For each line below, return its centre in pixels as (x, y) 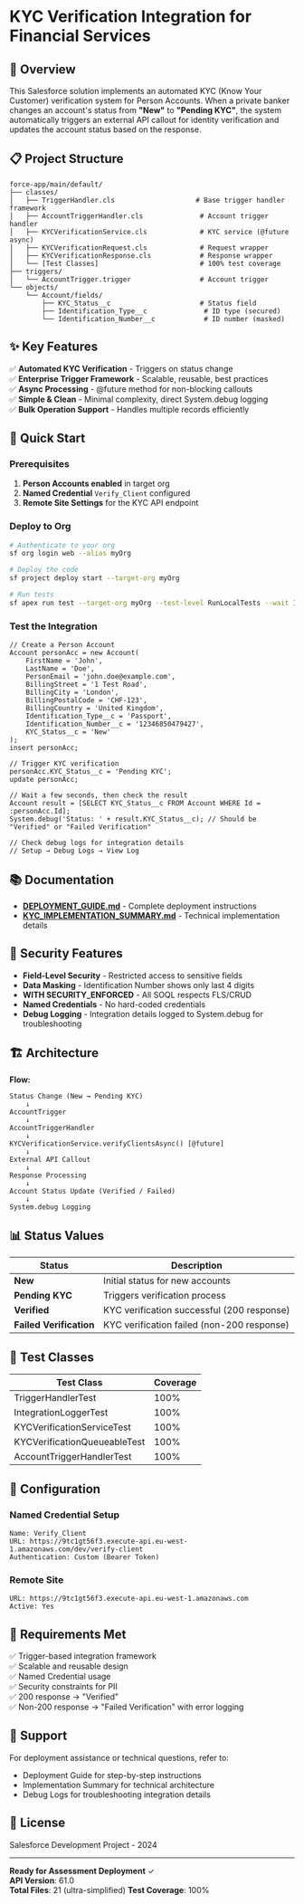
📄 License (38, 1823)
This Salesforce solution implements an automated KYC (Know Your (136, 91)
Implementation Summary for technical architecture (119, 1785)
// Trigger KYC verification (64, 764)
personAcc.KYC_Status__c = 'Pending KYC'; (90, 772)
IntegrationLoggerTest (61, 1413)
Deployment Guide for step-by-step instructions (112, 1775)
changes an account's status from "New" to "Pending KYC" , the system (146, 110)
